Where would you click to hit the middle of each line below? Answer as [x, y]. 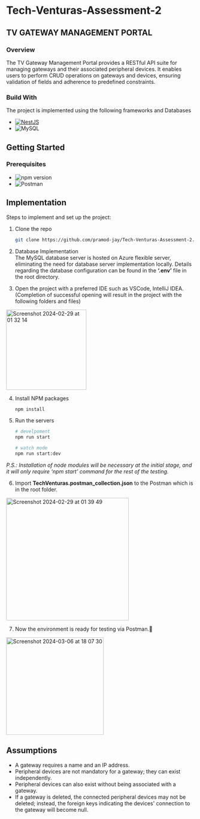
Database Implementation [47, 251]
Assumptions [32, 751]
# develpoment [32, 432]
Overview [21, 50]
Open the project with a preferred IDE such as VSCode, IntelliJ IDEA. [99, 288]
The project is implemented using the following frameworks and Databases [99, 110]
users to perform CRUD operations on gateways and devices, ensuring [93, 75]
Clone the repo [33, 229]
